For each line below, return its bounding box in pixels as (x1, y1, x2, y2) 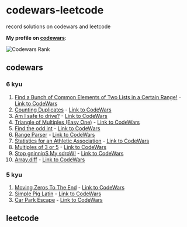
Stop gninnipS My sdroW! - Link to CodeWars (14, 150, 124, 157)
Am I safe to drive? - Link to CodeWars (14, 112, 108, 119)
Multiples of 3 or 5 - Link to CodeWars (14, 143, 107, 150)
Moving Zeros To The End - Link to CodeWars (14, 184, 124, 191)
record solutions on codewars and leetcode (6, 23, 111, 30)
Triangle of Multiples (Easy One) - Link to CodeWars (14, 118, 140, 126)
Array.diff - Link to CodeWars (14, 156, 85, 163)
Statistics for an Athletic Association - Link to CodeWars (14, 137, 150, 144)
